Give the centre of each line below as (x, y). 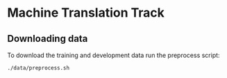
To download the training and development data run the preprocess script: (113, 55)
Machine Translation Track (86, 13)
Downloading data (48, 39)
